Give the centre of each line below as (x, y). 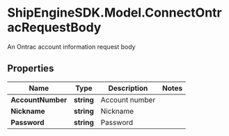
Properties (31, 68)
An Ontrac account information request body (71, 46)
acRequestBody (54, 27)
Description (128, 88)
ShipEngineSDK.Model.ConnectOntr (114, 13)
